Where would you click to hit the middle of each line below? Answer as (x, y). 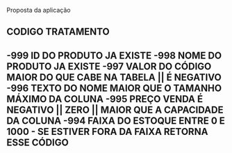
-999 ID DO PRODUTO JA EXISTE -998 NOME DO (114, 55)
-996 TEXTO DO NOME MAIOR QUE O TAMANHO (114, 88)
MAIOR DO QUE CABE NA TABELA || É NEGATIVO (114, 77)
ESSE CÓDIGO (38, 142)
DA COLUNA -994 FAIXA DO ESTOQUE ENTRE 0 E (116, 121)
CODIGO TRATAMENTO (58, 32)
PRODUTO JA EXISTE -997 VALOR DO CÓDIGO (109, 66)
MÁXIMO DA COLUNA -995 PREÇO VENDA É (105, 99)
